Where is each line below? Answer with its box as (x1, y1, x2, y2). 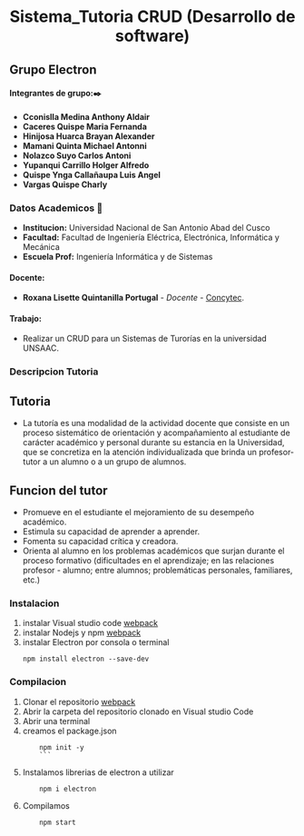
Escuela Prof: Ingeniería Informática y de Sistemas (22, 252, 213, 263)
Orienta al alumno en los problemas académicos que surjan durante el (22, 545, 285, 556)
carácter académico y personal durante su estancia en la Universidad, (22, 437, 285, 448)
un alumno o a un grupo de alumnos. (49, 456, 187, 467)
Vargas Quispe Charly (22, 179, 108, 190)
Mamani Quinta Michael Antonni (22, 140, 147, 151)
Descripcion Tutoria (9, 365, 99, 378)
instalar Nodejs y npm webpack (22, 627, 142, 638)
